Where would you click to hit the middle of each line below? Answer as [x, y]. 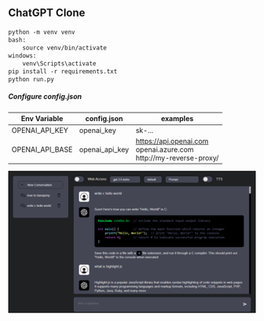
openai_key [97, 130]
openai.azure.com [165, 149]
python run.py [31, 79]
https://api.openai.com [172, 141]
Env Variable [42, 119]
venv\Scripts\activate [59, 63]
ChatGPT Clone [47, 13]
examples [177, 119]
